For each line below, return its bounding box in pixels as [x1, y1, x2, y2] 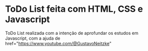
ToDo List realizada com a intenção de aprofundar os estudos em [5, 30, 139, 36]
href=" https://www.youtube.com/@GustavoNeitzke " [5, 40, 112, 46]
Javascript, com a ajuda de [5, 35, 60, 41]
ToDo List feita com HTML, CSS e [5, 3, 143, 15]
